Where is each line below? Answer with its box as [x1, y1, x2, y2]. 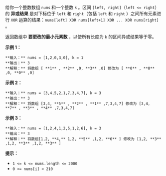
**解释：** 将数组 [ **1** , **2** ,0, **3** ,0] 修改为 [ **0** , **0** [5, 66, 155, 71]
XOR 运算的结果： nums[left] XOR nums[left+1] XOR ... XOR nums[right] [10, 17, 159, 22]
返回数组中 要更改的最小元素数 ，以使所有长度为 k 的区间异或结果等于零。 [5, 34, 157, 39]
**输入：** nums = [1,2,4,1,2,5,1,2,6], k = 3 [5, 126, 101, 131]
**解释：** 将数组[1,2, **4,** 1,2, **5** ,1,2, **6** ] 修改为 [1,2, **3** [5, 136, 162, 141]
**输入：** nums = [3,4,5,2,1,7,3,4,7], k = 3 [5, 90, 101, 95]
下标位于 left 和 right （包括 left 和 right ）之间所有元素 [38, 10, 157, 16]
